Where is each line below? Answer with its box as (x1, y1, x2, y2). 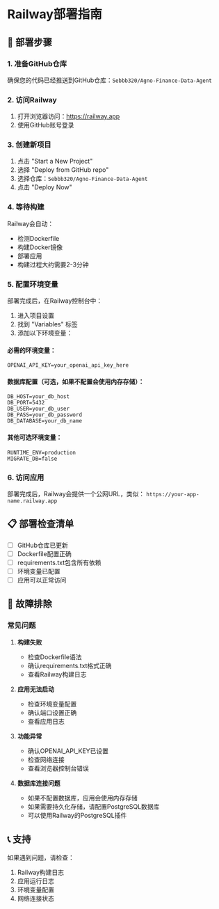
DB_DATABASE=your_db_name (7, 418, 82, 425)
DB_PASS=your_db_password (7, 411, 82, 418)
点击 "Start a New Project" (17, 157, 93, 166)
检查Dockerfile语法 (27, 652, 82, 661)
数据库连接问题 (17, 779, 60, 787)
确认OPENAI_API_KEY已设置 (27, 746, 109, 755)
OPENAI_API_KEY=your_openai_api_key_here (7, 362, 129, 369)
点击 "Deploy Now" (17, 183, 73, 191)
